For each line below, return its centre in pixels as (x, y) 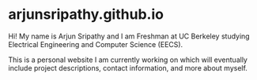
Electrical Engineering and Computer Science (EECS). (96, 44)
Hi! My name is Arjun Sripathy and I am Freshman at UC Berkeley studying (129, 36)
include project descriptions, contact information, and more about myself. (128, 67)
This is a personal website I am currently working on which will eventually (128, 60)
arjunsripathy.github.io (86, 15)
